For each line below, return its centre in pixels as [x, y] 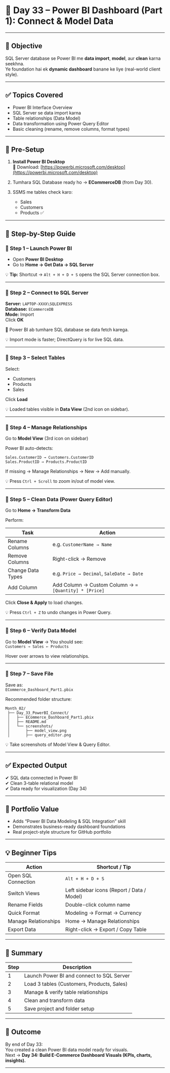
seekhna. [15, 63]
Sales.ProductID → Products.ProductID [46, 462]
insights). [16, 1060]
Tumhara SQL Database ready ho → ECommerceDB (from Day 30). [82, 183]
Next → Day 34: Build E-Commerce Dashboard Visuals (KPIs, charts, [78, 1055]
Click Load [16, 399]
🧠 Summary [24, 953]
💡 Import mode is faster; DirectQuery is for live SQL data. [65, 340]
